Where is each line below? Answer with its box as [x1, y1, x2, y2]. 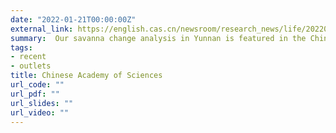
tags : [10, 42, 33, 53]
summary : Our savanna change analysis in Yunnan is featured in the [10, 33, 307, 43]
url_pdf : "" [10, 89, 60, 99]
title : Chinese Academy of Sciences [10, 71, 163, 81]
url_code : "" [10, 80, 65, 90]
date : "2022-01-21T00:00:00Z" [10, 14, 137, 25]
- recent [10, 52, 47, 62]
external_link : [10, 24, 74, 34]
